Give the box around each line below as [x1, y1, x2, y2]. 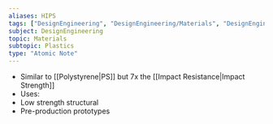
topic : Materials [8, 34, 67, 43]
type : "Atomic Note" [8, 49, 79, 58]
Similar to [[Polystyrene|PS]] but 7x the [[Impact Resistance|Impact [19, 72, 245, 81]
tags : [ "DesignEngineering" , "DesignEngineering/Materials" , [8, 19, 220, 28]
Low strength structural [19, 98, 99, 107]
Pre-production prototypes [19, 106, 110, 116]
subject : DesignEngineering [8, 27, 104, 35]
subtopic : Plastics [8, 42, 75, 50]
